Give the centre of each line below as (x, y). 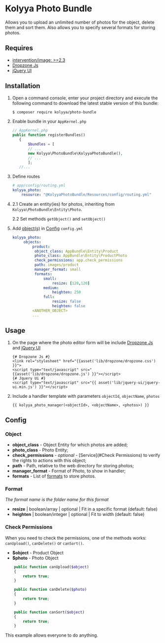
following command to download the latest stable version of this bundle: (85, 103)
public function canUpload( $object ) (52, 567)
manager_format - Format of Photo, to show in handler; (69, 471)
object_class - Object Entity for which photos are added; (70, 445)
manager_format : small (58, 270)
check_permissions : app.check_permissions (79, 260)
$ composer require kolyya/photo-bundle (54, 112)
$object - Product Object (38, 552)
